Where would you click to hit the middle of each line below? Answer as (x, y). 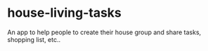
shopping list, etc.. (34, 39)
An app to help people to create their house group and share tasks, (104, 32)
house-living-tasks (64, 13)
